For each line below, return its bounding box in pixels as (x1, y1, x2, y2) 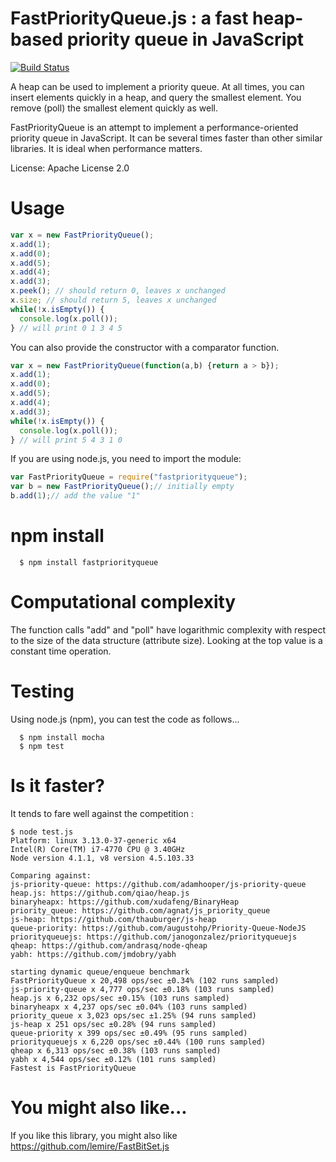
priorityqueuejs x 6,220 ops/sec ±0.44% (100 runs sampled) (10, 1037, 267, 1047)
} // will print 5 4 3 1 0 (10, 435, 123, 445)
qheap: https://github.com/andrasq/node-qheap (10, 940, 208, 951)
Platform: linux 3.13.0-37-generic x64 (10, 835, 177, 846)
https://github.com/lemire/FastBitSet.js (10, 1140, 170, 1152)
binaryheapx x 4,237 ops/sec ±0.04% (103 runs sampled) (10, 1002, 248, 1012)
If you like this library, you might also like (10, 1129, 178, 1141)
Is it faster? (10, 775, 105, 797)
